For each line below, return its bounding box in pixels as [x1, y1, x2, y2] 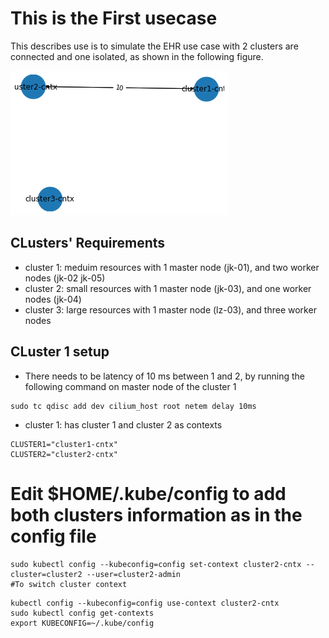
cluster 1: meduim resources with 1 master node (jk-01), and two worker [24, 261, 320, 273]
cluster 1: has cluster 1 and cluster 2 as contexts [24, 418, 223, 431]
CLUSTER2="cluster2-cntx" [10, 449, 118, 459]
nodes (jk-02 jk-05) [24, 272, 106, 284]
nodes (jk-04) [24, 293, 82, 305]
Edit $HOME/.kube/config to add [10, 482, 287, 505]
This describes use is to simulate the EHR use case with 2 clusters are [10, 40, 299, 52]
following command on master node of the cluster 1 [24, 380, 237, 392]
